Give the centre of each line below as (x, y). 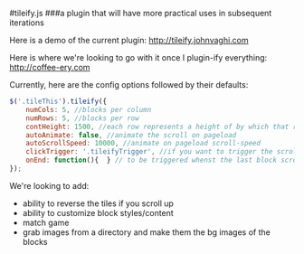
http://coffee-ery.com (50, 67)
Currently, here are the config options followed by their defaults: (129, 85)
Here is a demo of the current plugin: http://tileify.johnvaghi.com (129, 40)
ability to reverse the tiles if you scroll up (98, 203)
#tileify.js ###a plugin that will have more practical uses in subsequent (141, 13)
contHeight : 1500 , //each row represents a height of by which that (157, 127)
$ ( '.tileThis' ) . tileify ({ (58, 101)
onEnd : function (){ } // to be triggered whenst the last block (152, 160)
